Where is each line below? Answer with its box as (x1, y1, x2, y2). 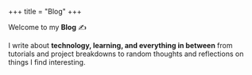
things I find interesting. (8, 58, 86, 66)
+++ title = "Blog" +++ (8, 7, 82, 16)
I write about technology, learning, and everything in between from (8, 41, 233, 50)
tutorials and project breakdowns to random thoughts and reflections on (8, 49, 244, 58)
